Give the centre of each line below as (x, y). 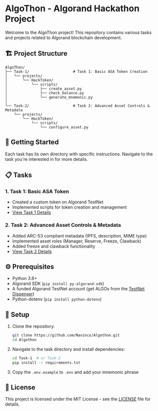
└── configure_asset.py (64, 127)
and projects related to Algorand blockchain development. (64, 38)
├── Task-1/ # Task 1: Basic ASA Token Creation (76, 71)
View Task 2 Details (32, 251)
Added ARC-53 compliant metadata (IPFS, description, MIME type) (79, 236)
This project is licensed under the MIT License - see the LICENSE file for (78, 399)
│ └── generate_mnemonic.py (49, 97)
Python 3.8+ (25, 279)
